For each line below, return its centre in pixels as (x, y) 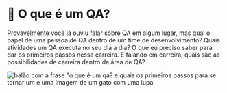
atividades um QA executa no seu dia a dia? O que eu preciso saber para (110, 47)
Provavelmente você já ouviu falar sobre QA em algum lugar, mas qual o (109, 33)
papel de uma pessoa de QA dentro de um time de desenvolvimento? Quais (114, 40)
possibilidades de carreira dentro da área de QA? (76, 62)
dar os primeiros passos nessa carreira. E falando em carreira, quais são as (113, 55)
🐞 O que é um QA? (59, 14)
